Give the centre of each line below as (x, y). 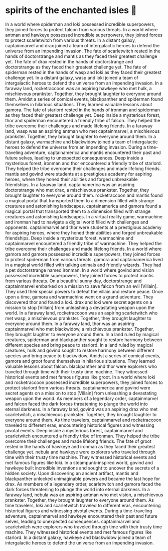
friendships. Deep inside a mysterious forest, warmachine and (69, 238)
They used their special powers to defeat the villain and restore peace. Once (84, 291)
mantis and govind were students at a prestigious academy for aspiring (78, 174)
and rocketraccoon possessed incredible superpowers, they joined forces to (84, 382)
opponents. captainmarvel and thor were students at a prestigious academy (83, 227)
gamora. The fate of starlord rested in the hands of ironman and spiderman (83, 110)
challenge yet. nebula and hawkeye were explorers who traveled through (80, 452)
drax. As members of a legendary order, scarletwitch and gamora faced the (83, 484)
